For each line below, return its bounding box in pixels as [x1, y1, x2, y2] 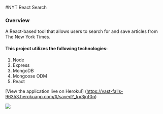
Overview [5, 17, 30, 24]
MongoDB [12, 67, 34, 73]
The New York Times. [5, 34, 51, 40]
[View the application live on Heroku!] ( [5, 88, 87, 94]
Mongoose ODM [12, 73, 47, 79]
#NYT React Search [5, 5, 47, 10]
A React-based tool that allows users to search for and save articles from [5, 28, 158, 34]
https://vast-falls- [86, 88, 123, 94]
